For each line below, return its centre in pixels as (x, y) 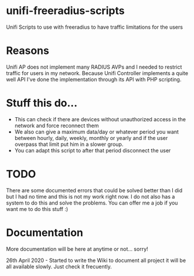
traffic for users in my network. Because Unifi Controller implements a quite (97, 73)
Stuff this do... (42, 103)
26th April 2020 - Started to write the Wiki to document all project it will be (96, 260)
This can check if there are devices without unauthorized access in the (100, 119)
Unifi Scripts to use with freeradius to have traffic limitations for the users (95, 27)
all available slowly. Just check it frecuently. (59, 266)
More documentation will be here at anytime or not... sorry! (77, 249)
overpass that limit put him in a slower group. (69, 144)
